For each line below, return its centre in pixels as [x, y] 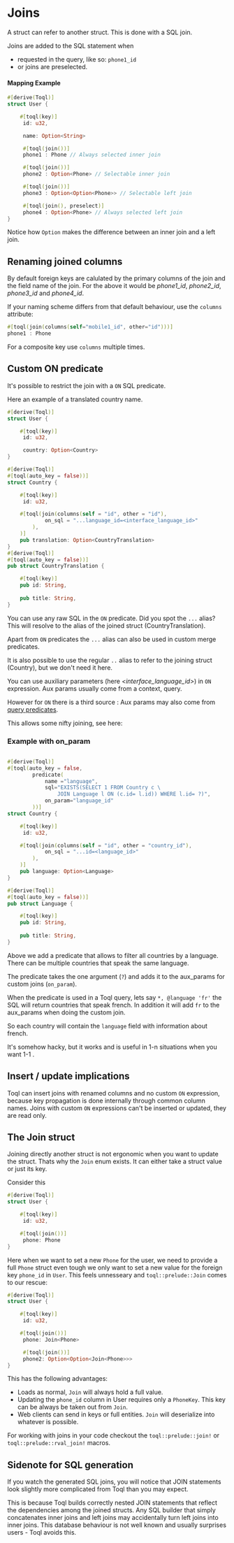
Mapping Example [34, 82]
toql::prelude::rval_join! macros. [59, 1443]
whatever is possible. [48, 1422]
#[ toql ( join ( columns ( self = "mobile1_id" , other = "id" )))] [90, 327]
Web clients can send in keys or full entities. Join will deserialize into [116, 1414]
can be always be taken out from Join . [72, 1407]
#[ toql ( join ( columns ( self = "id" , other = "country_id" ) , [106, 845]
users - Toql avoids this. [42, 1533]
